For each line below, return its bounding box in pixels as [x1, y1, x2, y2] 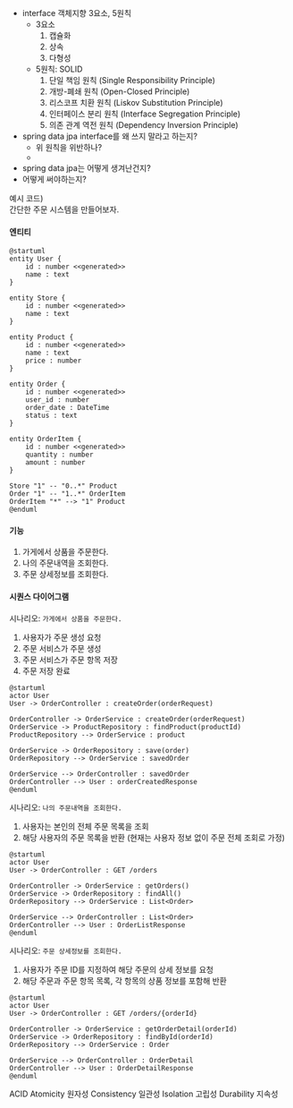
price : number [25, 356, 82, 365]
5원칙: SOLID [35, 64, 83, 74]
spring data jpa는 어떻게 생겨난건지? [21, 163, 152, 173]
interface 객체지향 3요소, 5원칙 [21, 8, 132, 18]
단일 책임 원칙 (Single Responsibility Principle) [48, 75, 216, 85]
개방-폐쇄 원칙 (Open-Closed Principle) [48, 86, 190, 97]
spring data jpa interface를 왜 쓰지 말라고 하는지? [21, 131, 198, 141]
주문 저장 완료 [21, 665, 71, 676]
